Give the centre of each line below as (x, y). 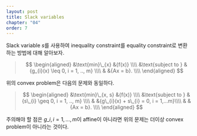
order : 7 (17, 28)
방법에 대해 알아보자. (41, 53)
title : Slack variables (35, 17)
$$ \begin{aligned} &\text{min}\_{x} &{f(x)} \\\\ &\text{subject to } (104, 65)
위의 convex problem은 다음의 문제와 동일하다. (60, 83)
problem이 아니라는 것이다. (37, 127)
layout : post (22, 11)
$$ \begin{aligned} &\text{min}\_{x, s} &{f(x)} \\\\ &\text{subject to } (104, 95)
